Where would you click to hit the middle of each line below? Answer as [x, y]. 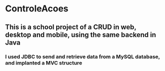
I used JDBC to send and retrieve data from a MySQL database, [82, 57]
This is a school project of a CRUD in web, [71, 27]
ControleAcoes [37, 9]
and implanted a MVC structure [44, 63]
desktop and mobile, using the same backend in [81, 35]
